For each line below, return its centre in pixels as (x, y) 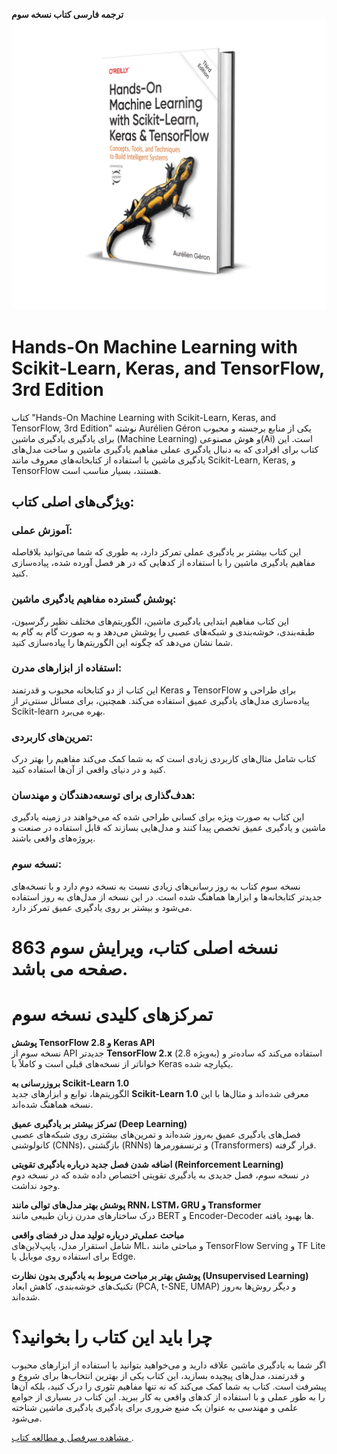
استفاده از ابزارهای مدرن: (67, 668)
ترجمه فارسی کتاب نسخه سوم (67, 14)
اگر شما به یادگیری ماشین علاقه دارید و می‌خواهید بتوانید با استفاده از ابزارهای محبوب (169, 1365)
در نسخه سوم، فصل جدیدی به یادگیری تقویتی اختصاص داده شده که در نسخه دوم (160, 1175)
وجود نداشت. (36, 1185)
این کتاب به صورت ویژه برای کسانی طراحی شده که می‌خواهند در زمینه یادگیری (158, 817)
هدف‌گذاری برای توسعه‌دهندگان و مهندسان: (103, 796)
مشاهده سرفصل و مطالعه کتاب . (72, 1437)
